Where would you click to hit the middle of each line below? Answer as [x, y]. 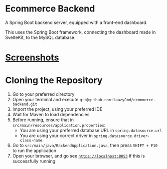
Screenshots [32, 58]
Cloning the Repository [54, 81]
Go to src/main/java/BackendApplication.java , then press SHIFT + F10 [85, 146]
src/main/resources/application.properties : [59, 125]
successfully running [34, 161]
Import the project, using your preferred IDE [57, 109]
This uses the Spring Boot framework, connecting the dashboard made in [81, 32]
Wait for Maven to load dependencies [51, 115]
